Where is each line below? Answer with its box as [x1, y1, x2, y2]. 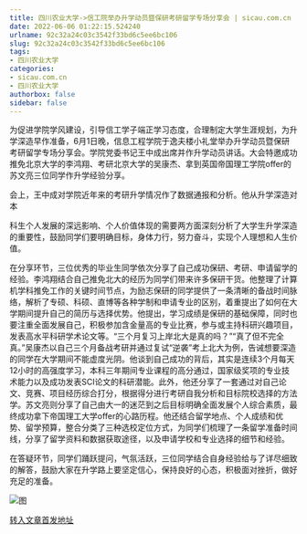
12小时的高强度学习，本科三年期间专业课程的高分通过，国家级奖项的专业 [9, 365, 282, 376]
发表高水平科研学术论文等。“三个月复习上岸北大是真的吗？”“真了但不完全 [9, 330, 285, 342]
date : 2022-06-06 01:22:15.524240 [9, 22, 142, 31]
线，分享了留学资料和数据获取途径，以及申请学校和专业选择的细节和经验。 [9, 434, 290, 445]
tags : [9, 47, 30, 57]
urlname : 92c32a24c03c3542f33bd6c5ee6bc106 [9, 30, 178, 39]
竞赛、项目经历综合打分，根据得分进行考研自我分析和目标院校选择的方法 [25, 388, 298, 399]
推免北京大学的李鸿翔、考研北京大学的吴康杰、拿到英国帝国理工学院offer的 [9, 159, 292, 170]
